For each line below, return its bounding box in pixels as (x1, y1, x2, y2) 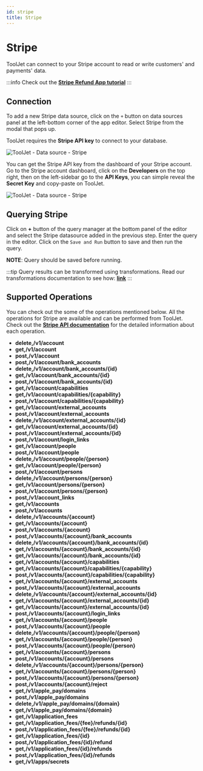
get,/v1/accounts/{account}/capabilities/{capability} (15, 564, 153, 572)
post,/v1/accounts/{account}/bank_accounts (15, 532, 132, 539)
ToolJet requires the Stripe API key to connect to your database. (6, 137, 168, 144)
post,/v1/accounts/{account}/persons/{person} (15, 674, 139, 681)
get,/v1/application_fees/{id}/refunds (15, 745, 112, 752)
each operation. (6, 327, 46, 335)
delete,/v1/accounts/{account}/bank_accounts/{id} (15, 539, 149, 546)
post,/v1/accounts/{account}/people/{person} (15, 642, 136, 649)
